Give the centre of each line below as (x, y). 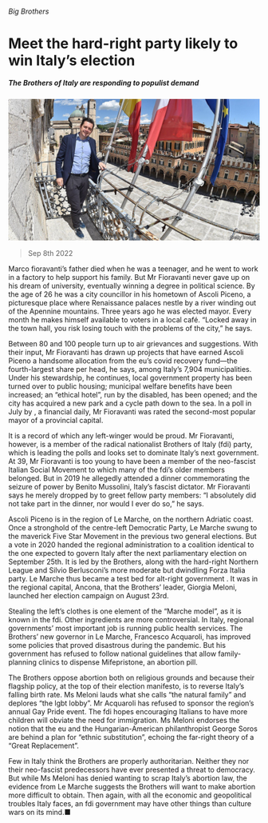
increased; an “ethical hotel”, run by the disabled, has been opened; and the (133, 395)
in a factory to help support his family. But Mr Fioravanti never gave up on (129, 278)
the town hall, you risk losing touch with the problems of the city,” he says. (130, 329)
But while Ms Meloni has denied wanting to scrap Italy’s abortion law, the (128, 778)
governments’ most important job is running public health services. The (126, 629)
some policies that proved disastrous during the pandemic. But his (117, 645)
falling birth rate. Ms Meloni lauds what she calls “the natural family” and (127, 695)
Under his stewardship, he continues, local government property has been (130, 378)
